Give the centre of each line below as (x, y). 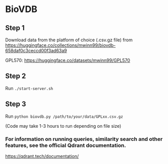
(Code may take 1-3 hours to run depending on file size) (63, 126)
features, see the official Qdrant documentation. (66, 145)
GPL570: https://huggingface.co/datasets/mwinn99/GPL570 (68, 60)
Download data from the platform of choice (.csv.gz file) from (69, 40)
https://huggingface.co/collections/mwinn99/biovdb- (61, 45)
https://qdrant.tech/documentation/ (42, 156)
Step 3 (16, 104)
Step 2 (16, 76)
